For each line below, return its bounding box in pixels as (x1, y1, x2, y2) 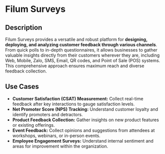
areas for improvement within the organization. (12, 143, 108, 149)
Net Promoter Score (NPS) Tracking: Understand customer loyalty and (12, 106, 158, 112)
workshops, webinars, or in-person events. (12, 133, 101, 139)
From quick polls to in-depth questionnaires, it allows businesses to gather (5, 47, 158, 53)
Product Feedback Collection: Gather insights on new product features (12, 117, 159, 123)
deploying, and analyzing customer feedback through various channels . (5, 42, 158, 48)
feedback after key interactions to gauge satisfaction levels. (12, 101, 135, 107)
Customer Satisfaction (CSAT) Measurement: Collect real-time (12, 95, 144, 101)
